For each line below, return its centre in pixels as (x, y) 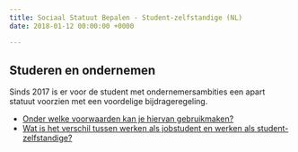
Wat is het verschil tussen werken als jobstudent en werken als (139, 129)
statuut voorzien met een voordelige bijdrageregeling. (109, 102)
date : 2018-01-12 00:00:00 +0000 (72, 26)
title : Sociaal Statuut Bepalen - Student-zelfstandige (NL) (126, 18)
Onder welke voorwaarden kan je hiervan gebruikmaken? (128, 119)
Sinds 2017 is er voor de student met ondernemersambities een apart (137, 92)
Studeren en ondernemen (83, 70)
